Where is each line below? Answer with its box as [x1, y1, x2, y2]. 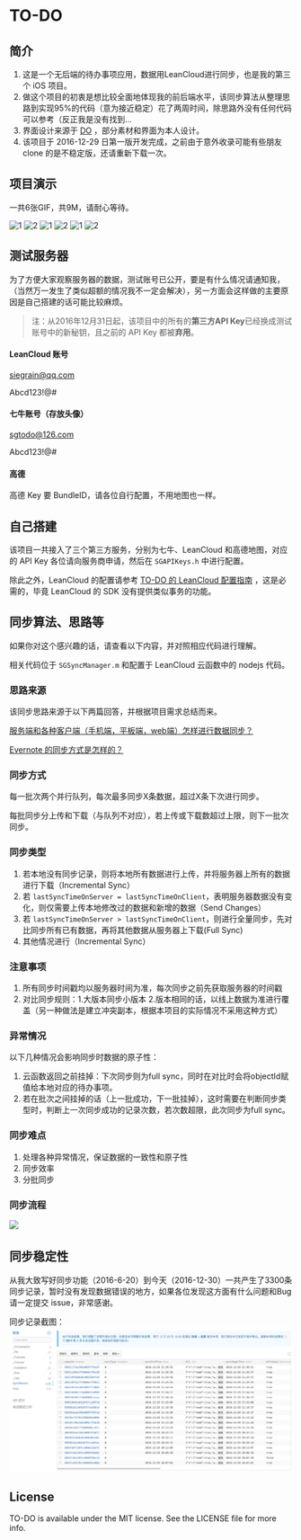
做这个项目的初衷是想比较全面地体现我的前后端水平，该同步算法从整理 [22, 92, 283, 102]
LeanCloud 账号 [9, 349, 69, 360]
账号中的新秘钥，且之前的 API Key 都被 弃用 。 [31, 326, 199, 337]
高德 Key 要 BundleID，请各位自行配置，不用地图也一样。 [9, 490, 222, 501]
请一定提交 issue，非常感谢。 [9, 1296, 119, 1308]
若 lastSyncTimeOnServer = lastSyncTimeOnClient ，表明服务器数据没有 [22, 891, 285, 902]
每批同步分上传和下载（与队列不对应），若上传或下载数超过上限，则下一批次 [9, 810, 289, 821]
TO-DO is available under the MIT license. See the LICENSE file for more [9, 1512, 277, 1524]
